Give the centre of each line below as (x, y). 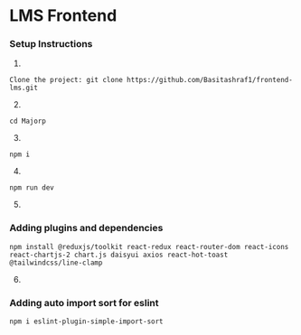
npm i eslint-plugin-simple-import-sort (87, 321)
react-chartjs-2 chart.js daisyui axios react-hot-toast (119, 255)
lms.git (24, 88)
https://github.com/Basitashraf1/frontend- (210, 80)
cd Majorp (28, 121)
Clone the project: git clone (66, 80)
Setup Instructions (51, 44)
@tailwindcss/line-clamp (56, 263)
